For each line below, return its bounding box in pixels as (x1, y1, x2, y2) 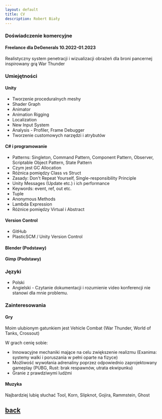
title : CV (5, 12, 25, 17)
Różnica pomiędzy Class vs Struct (12, 170, 82, 176)
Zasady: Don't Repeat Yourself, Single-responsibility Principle (12, 175, 137, 181)
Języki (5, 268, 22, 275)
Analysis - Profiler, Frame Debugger (12, 127, 85, 133)
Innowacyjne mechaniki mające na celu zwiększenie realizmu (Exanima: (12, 349, 157, 355)
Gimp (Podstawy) (5, 256, 42, 262)
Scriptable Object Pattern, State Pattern (12, 160, 92, 165)
